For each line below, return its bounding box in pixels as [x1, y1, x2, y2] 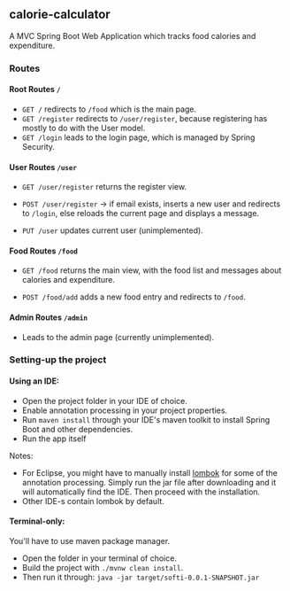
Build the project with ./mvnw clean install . [21, 562, 184, 572]
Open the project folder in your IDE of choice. [21, 395, 188, 406]
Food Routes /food [9, 245, 78, 256]
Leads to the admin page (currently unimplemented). [21, 331, 215, 342]
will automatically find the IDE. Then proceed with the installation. [21, 486, 261, 497]
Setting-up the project [9, 354, 107, 366]
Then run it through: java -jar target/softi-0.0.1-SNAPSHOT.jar [21, 572, 260, 582]
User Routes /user [9, 161, 78, 172]
